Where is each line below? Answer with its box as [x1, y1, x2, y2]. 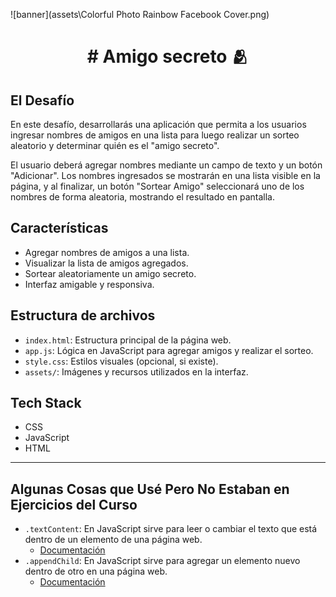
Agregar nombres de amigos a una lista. [24, 246, 190, 258]
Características [10, 220, 109, 237]
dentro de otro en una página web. [24, 565, 168, 578]
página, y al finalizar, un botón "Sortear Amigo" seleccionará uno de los [10, 180, 305, 192]
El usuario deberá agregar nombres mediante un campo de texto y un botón [10, 159, 323, 171]
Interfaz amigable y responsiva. [24, 278, 155, 290]
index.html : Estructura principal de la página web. [24, 334, 232, 346]
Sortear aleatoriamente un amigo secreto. [24, 267, 197, 279]
